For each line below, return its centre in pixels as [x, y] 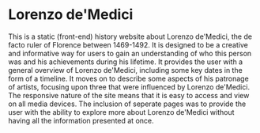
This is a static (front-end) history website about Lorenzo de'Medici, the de [130, 36]
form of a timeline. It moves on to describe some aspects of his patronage [128, 78]
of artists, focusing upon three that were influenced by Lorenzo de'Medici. [129, 87]
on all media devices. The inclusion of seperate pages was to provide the [127, 104]
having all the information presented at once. [81, 120]
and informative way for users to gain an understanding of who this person [130, 53]
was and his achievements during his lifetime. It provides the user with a [126, 62]
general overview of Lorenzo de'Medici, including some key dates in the [125, 70]
